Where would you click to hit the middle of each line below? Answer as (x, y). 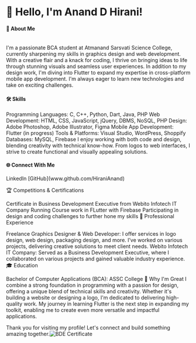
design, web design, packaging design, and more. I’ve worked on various (94, 240)
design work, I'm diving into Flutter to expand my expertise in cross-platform (98, 73)
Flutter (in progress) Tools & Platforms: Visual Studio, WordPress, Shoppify (96, 133)
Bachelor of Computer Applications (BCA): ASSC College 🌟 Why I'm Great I (96, 279)
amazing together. (28, 334)
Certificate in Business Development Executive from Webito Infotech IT (92, 203)
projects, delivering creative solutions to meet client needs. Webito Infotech (97, 246)
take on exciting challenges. (40, 85)
